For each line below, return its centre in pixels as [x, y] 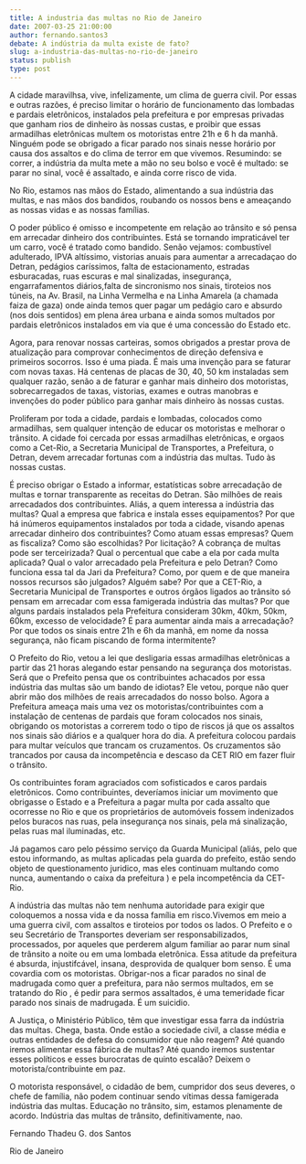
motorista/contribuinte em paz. [68, 1068]
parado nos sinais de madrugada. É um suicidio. [100, 1002]
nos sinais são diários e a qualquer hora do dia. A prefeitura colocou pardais [153, 735]
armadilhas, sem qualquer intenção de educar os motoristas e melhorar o [148, 428]
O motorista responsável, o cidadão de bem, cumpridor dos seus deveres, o [153, 1086]
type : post [30, 69]
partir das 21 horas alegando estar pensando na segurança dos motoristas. [151, 667]
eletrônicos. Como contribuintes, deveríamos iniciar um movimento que [144, 792]
